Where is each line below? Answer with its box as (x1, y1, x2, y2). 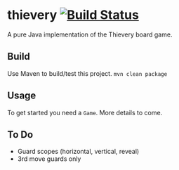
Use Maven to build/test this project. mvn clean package (7, 69, 168, 77)
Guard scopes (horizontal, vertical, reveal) (17, 148, 140, 156)
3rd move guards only (17, 155, 81, 163)
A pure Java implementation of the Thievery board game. (7, 30, 173, 39)
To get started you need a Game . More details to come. (7, 108, 163, 117)
